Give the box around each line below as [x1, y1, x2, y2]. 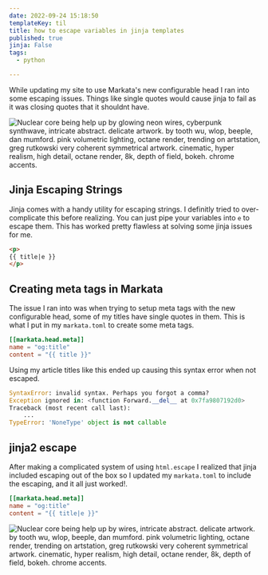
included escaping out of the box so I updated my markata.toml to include [9, 470, 252, 480]
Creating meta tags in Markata [9, 282, 164, 295]
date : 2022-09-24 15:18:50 [9, 11, 99, 20]
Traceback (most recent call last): [9, 404, 131, 412]
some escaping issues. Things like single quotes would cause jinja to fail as [9, 93, 257, 103]
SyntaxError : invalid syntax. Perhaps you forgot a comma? [9, 389, 210, 397]
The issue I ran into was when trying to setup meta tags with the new [9, 303, 236, 313]
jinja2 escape [9, 441, 77, 454]
